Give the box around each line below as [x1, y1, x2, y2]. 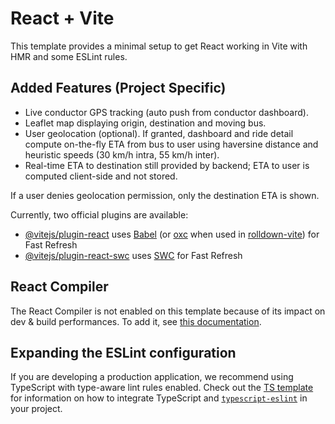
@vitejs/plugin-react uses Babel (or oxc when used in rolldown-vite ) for [24, 228, 320, 240]
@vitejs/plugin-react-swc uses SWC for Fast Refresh [24, 249, 243, 261]
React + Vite [10, 7, 115, 30]
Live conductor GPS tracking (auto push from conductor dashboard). [24, 106, 309, 118]
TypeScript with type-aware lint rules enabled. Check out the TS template [10, 382, 314, 394]
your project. [10, 403, 63, 415]
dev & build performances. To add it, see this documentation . [10, 315, 262, 327]
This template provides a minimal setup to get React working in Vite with [10, 40, 308, 52]
